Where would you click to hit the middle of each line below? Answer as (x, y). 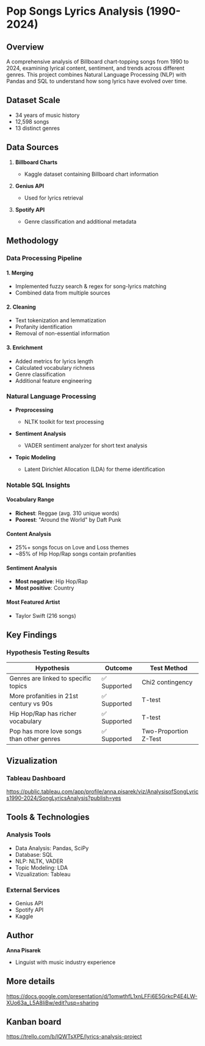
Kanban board (34, 1022)
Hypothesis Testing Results (48, 652)
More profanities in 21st (44, 696)
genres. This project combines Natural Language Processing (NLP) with (97, 74)
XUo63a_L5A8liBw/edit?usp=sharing (52, 1003)
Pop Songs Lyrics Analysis (75, 11)
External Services (33, 890)
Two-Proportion (165, 731)
